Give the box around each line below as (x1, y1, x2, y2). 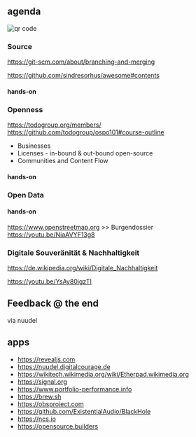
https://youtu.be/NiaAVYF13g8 (7, 230, 95, 239)
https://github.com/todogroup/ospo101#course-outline (7, 128, 164, 136)
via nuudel (7, 316, 38, 324)
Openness (7, 104, 43, 114)
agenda (7, 6, 41, 18)
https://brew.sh (17, 392, 62, 401)
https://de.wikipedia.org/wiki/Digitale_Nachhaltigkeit (7, 264, 158, 272)
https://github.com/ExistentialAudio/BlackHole (17, 407, 151, 415)
